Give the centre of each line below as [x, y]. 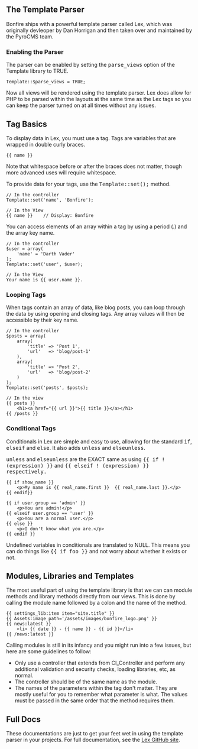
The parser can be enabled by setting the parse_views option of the [91, 65]
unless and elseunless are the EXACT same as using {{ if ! [86, 459]
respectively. [27, 471]
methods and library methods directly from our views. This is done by [91, 596]
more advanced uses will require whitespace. [61, 172]
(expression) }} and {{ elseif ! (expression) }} [78, 465]
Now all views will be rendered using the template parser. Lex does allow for [99, 93]
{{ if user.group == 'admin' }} [46, 503]
